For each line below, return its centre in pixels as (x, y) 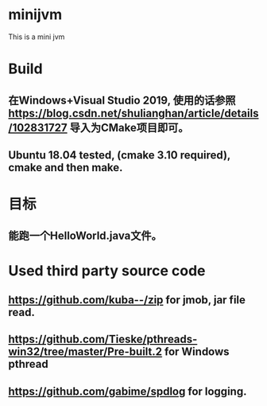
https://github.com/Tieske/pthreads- (103, 340)
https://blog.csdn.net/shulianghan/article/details (133, 113)
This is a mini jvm (37, 37)
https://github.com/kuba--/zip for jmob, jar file (127, 300)
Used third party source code (107, 270)
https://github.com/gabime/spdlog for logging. (128, 391)
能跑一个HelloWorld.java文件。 (85, 236)
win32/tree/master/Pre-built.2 (85, 352)
